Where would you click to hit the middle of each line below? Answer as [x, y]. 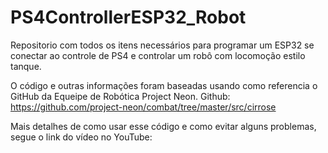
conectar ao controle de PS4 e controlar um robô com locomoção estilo [158, 55]
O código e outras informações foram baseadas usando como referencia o [164, 85]
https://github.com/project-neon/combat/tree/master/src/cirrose [143, 107]
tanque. [26, 66]
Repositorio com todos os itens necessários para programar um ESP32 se [162, 45]
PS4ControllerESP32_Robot [128, 17]
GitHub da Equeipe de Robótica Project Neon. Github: [120, 96]
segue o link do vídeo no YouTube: [81, 137]
